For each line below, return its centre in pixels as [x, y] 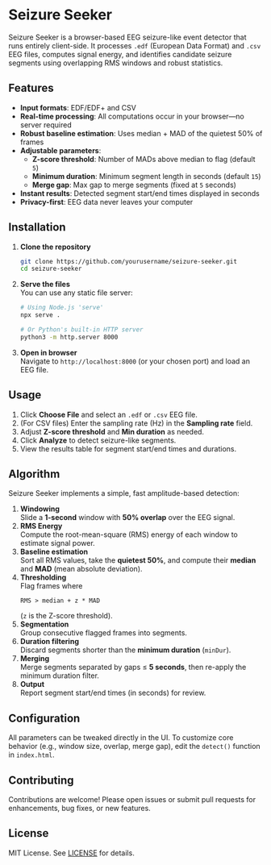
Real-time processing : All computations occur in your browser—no [132, 116]
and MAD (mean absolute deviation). [81, 569]
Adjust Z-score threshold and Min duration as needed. [112, 431]
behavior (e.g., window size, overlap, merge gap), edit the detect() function [134, 746]
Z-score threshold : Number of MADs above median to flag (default [144, 159]
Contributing [41, 780]
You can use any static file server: [76, 293]
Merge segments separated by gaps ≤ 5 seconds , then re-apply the [133, 667]
